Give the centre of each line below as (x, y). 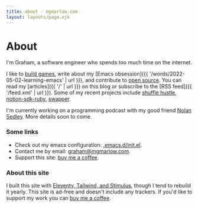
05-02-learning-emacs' (35, 80)
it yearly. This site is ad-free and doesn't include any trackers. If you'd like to (99, 192)
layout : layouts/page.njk (38, 17)
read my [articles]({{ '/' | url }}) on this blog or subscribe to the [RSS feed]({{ (99, 87)
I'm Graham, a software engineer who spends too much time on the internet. (99, 63)
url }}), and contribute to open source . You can (125, 80)
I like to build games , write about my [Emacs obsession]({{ (77, 74)
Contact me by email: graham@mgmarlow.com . (73, 151)
